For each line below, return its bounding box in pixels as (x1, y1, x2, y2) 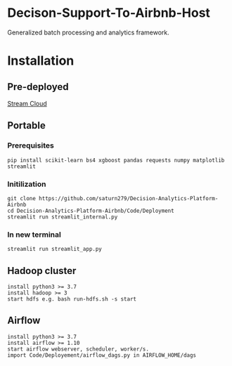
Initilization (7, 179, 47, 189)
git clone (7, 195, 37, 202)
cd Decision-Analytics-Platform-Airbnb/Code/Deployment (7, 207, 174, 214)
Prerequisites (7, 140, 54, 150)
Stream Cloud (7, 99, 47, 107)
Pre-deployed (7, 81, 69, 93)
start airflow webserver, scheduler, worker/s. (7, 346, 150, 353)
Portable (7, 119, 46, 131)
